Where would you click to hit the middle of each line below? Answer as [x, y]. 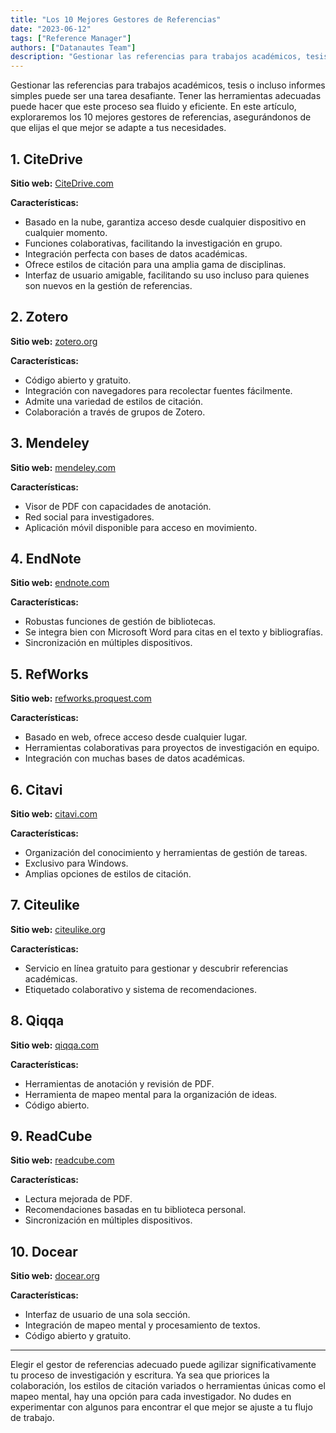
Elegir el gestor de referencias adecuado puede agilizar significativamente [163, 1365]
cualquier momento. [66, 232]
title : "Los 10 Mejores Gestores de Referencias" [116, 19]
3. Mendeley [50, 443]
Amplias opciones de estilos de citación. [108, 874]
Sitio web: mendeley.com [63, 467]
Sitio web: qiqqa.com [54, 1045]
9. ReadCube [51, 1136]
